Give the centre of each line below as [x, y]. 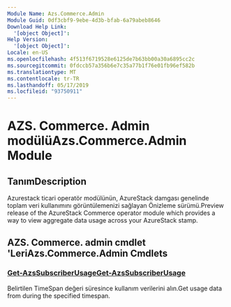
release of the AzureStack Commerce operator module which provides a [111, 213]
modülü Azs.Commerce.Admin [97, 141]
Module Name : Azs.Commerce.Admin [56, 14]
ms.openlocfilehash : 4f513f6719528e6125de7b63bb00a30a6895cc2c [101, 59]
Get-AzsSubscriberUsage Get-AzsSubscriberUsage [97, 273]
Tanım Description [47, 181]
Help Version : [28, 40]
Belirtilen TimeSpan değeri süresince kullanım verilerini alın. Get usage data [114, 288]
